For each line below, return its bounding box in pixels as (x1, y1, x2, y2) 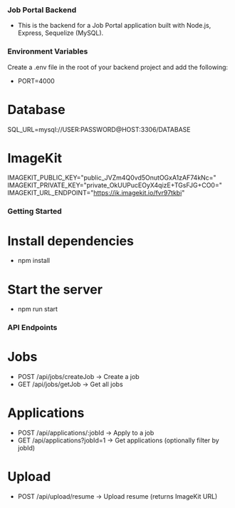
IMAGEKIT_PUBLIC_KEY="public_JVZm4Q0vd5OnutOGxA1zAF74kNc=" (7, 173, 216, 182)
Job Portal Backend (7, 5, 77, 15)
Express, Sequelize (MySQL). (17, 28, 104, 37)
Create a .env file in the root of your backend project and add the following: (7, 63, 229, 71)
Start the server (7, 281, 103, 297)
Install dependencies (7, 233, 134, 249)
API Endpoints (7, 323, 58, 333)
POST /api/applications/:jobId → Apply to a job (17, 429, 155, 437)
